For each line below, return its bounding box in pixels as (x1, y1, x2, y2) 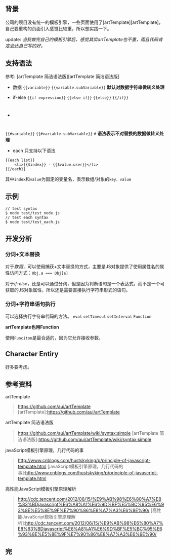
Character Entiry (5, 350, 59, 358)
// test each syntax (5, 215, 49, 220)
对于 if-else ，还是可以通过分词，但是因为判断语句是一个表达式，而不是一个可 (5, 280, 165, 286)
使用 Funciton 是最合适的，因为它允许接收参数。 (5, 334, 104, 341)
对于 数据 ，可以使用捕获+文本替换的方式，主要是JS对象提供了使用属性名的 (5, 263, 160, 270)
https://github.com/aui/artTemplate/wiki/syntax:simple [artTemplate (17, 430, 158, 436)
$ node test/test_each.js (5, 219, 60, 225)
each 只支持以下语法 (12, 147, 56, 154)
